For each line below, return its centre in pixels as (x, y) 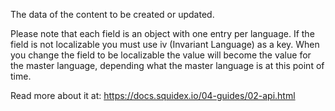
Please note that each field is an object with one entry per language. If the (162, 33)
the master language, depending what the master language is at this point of (167, 65)
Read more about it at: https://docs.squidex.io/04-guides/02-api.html (153, 95)
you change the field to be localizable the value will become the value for (161, 55)
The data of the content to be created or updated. (112, 14)
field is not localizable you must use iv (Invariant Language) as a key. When (165, 44)
